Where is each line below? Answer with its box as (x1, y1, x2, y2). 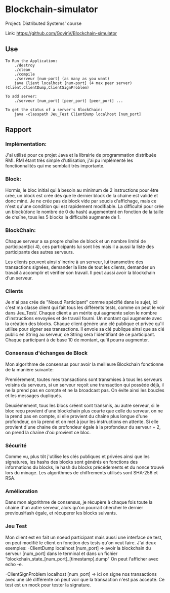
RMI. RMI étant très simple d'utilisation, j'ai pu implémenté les (5, 157, 133, 163)
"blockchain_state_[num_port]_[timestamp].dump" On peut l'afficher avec (5, 555, 158, 562)
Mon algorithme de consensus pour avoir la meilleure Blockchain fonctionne (5, 361, 164, 367)
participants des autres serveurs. (5, 249, 74, 255)
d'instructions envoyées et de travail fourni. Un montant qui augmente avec (5, 316, 162, 322)
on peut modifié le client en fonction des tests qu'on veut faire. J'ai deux (5, 539, 156, 546)
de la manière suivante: (5, 366, 54, 372)
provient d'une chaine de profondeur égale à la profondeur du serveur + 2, (5, 424, 161, 430)
